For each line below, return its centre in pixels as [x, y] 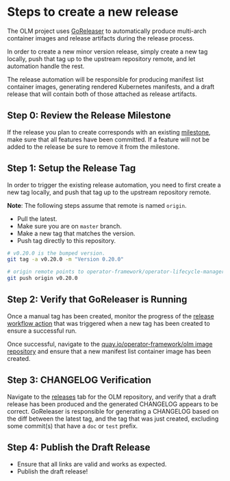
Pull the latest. [37, 219]
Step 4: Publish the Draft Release [79, 448]
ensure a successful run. [42, 331]
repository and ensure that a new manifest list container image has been [109, 351]
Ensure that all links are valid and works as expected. [92, 464]
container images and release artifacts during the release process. [101, 38]
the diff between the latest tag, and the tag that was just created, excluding [113, 419]
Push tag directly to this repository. [66, 240]
